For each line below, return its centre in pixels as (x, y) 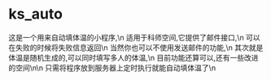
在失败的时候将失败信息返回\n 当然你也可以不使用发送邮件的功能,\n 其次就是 (136, 47)
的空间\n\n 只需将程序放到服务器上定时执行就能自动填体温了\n (112, 67)
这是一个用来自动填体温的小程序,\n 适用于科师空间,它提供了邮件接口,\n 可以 (134, 37)
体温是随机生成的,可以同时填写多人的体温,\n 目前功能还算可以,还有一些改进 (133, 57)
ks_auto (36, 14)
